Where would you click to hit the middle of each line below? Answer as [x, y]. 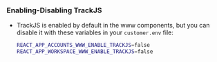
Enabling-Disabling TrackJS [54, 10]
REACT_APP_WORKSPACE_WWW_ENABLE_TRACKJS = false [85, 52]
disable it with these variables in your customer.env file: [95, 32]
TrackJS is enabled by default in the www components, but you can [113, 25]
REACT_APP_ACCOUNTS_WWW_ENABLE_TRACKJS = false [83, 45]
